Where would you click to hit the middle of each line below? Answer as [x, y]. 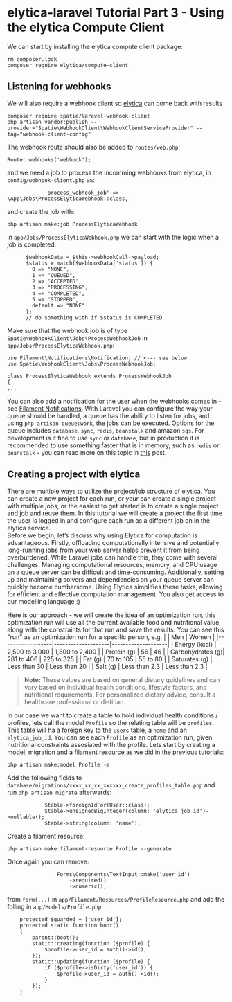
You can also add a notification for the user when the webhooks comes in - [114, 401]
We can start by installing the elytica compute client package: [95, 46]
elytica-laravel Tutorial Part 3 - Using [116, 13]
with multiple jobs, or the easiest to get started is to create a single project [113, 506]
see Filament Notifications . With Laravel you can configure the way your [110, 408]
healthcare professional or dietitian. [75, 701]
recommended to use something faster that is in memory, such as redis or [113, 445]
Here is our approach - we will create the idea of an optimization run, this [111, 615]
